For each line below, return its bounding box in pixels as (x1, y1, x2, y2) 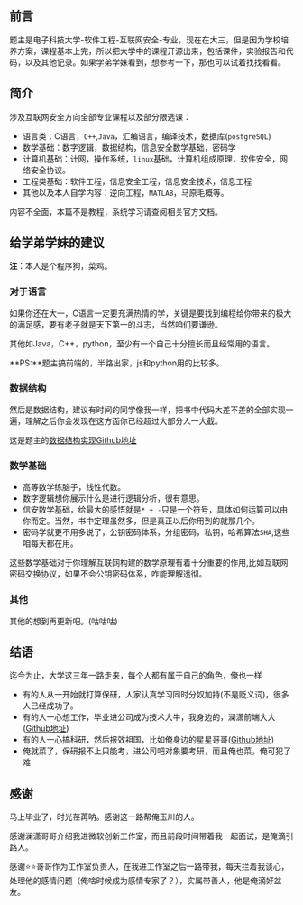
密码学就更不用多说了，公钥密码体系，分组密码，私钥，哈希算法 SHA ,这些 (22, 527, 290, 538)
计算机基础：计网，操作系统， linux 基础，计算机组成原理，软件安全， (22, 152, 280, 164)
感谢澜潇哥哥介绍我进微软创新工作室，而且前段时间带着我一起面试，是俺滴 (9, 831, 286, 842)
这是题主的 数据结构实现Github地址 (9, 435, 137, 446)
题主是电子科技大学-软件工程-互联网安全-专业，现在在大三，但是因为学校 (9, 34, 281, 45)
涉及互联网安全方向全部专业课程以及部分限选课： (9, 111, 191, 122)
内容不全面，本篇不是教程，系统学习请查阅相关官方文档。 (9, 206, 223, 217)
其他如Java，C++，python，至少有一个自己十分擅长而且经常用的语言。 (9, 337, 275, 349)
